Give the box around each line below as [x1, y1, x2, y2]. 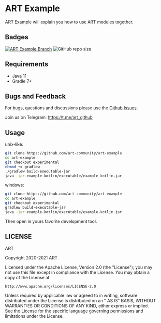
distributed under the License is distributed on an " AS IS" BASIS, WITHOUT [5, 297, 156, 304]
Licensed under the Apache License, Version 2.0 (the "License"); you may [5, 264, 153, 270]
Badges [5, 33, 29, 41]
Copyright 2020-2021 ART [5, 255, 58, 260]
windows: [5, 182, 24, 188]
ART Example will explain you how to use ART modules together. [5, 19, 133, 25]
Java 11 [12, 73, 27, 79]
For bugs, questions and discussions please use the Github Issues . [5, 105, 138, 111]
